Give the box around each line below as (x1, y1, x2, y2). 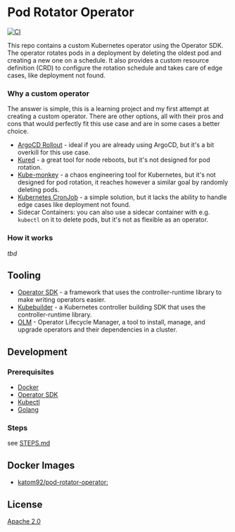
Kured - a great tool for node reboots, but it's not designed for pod (17, 156, 210, 164)
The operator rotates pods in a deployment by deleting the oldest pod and (7, 49, 222, 57)
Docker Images (7, 459, 75, 471)
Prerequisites (7, 367, 54, 376)
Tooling (7, 269, 41, 281)
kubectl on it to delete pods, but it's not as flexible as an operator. (17, 215, 209, 224)
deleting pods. (17, 186, 60, 194)
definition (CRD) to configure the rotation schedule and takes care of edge (7, 63, 223, 72)
